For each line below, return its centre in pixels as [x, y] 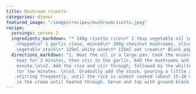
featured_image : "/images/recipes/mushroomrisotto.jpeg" [77, 22]
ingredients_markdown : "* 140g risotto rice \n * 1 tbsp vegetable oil [97, 39]
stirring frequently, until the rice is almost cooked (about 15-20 [101, 76]
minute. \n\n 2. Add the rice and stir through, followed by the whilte [104, 66]
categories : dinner [30, 17]
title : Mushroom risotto [36, 11]
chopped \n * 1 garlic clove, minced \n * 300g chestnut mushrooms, [96, 44]
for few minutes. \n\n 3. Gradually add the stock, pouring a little [101, 71]
